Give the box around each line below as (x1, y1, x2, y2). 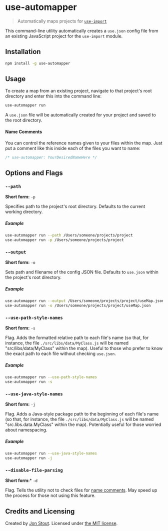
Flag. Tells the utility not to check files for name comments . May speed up (5, 487, 157, 493)
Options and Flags (5, 168, 63, 177)
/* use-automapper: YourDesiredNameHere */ (5, 154, 97, 160)
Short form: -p (5, 194, 36, 200)
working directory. (5, 209, 43, 215)
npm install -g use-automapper (5, 60, 70, 66)
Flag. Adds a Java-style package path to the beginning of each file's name (5, 411, 159, 417)
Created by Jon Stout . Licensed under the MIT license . (5, 520, 118, 526)
